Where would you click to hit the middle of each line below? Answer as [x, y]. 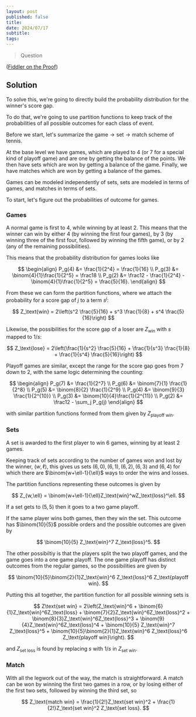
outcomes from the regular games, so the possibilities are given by [86, 566]
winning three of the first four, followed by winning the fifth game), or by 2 [95, 240]
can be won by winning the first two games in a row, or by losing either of [94, 684]
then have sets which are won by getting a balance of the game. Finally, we [97, 164]
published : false [27, 17]
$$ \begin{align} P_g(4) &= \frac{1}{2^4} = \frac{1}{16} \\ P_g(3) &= [98, 269]
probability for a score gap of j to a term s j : [58, 300]
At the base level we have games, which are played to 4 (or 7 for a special [95, 152]
